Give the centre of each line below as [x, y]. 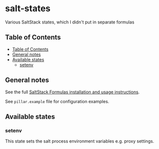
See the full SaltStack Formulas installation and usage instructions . [72, 92]
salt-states [28, 9]
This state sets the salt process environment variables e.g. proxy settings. [80, 141]
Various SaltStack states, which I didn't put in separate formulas [70, 22]
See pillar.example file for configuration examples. [57, 101]
